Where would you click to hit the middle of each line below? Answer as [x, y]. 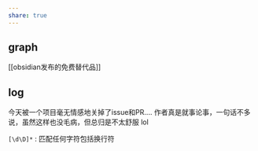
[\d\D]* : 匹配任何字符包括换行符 [62, 139]
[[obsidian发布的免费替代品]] [55, 67]
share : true [28, 15]
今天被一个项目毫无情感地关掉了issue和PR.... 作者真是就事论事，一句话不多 [129, 112]
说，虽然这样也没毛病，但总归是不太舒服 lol [79, 122]
